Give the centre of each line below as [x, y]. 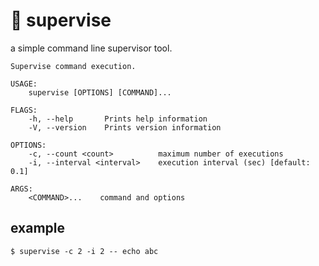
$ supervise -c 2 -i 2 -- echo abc [84, 251]
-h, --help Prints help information [118, 119]
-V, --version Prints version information [125, 127]
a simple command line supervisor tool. [91, 48]
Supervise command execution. [73, 66]
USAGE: [24, 84]
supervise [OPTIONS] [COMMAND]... [100, 92]
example [38, 228]
